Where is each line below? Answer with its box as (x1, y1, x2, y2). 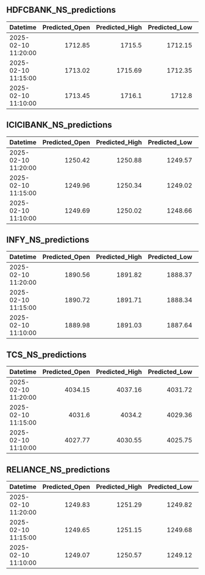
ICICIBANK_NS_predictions (6, 120, 112, 130)
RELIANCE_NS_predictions (6, 464, 110, 475)
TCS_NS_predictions (6, 350, 87, 360)
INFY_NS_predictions (6, 235, 90, 245)
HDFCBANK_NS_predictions (6, 5, 116, 15)
